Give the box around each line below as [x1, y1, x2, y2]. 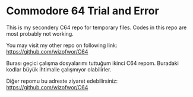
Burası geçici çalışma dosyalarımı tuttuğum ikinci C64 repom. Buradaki [6, 60, 179, 67]
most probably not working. [6, 30, 74, 37]
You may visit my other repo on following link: [6, 42, 118, 49]
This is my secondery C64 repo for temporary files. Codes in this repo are [6, 24, 187, 31]
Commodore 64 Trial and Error [6, 4, 159, 18]
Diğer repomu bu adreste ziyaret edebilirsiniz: [6, 77, 118, 85]
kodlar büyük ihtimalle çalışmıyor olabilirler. [6, 65, 112, 73]
